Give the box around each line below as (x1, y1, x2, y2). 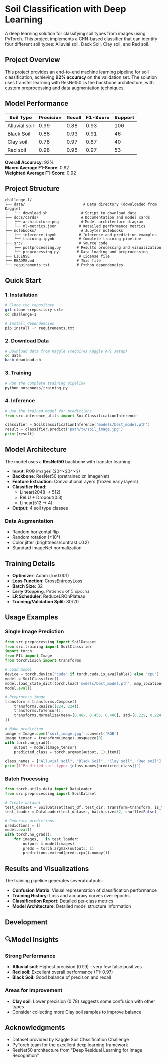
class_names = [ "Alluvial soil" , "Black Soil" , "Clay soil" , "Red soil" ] (5, 758, 162, 764)
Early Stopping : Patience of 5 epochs (12, 589, 90, 594)
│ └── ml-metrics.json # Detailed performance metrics (5, 224, 146, 229)
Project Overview (5, 56, 60, 64)
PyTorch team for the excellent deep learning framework (12, 1042, 128, 1048)
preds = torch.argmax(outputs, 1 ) (23, 846, 94, 851)
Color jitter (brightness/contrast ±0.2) (12, 539, 89, 546)
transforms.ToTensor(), (14, 709, 64, 713)
